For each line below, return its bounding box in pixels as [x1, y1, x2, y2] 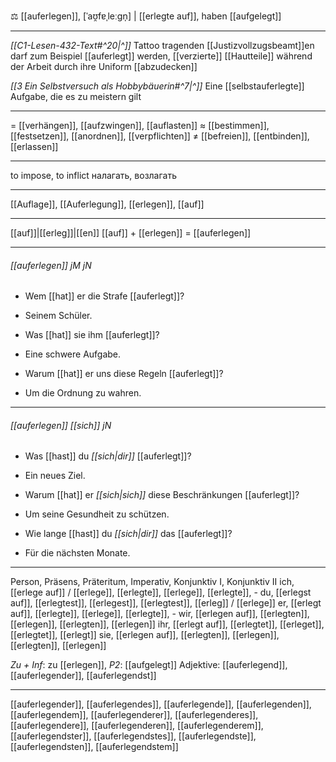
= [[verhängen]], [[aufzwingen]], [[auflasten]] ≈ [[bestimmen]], [10, 120, 270, 131]
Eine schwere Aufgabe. [24, 348, 122, 360]
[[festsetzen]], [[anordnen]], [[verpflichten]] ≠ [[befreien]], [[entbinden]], [10, 130, 310, 142]
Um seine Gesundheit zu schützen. [24, 508, 170, 520]
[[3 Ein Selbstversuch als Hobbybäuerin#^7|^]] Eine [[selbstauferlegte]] [10, 80, 305, 92]
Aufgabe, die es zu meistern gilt [10, 91, 142, 102]
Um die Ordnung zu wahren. [24, 387, 142, 399]
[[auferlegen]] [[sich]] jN [10, 419, 112, 431]
